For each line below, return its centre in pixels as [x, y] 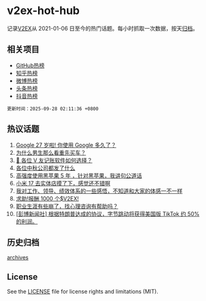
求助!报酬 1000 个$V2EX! [47, 198]
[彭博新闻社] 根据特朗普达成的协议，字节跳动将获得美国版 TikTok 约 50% [108, 214]
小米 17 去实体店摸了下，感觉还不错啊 [63, 183]
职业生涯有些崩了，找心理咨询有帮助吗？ [67, 206]
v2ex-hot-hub [44, 11]
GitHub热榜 [30, 65]
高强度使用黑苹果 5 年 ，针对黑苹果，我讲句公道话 [79, 176]
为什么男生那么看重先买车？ [51, 152]
